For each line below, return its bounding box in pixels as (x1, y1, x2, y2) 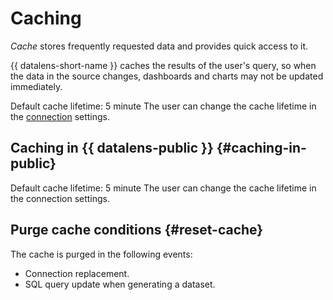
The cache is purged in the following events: (10, 248, 193, 260)
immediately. (10, 80, 63, 92)
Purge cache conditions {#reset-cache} (10, 222, 264, 239)
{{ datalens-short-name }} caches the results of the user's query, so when (10, 59, 317, 71)
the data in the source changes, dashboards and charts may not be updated (10, 70, 324, 82)
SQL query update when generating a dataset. (24, 278, 216, 290)
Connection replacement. (24, 267, 130, 279)
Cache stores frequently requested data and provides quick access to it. (10, 40, 309, 52)
